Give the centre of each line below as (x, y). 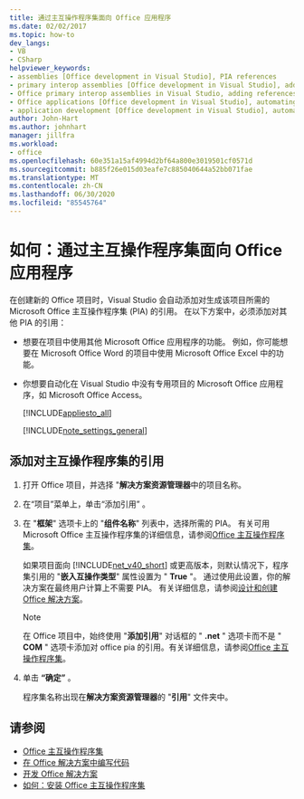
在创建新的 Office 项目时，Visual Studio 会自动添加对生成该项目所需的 (139, 300)
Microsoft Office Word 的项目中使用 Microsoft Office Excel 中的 (158, 353)
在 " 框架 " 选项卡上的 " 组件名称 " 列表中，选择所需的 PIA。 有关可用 (146, 523)
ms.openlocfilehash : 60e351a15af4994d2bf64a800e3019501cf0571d (131, 161)
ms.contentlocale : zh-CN (56, 186)
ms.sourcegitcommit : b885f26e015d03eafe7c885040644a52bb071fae (131, 169)
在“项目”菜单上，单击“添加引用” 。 (86, 504)
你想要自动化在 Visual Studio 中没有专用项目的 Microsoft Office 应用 (149, 383)
